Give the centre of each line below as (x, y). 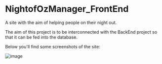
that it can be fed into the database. (41, 37)
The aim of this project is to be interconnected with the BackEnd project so (81, 32)
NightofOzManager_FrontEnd (67, 9)
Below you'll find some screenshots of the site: (53, 46)
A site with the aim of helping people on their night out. (61, 22)
